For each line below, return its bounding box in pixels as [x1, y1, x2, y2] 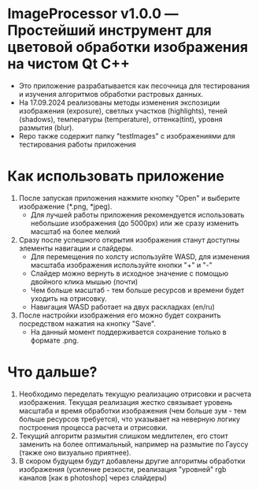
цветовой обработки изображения [7, 39, 249, 56]
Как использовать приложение [7, 167, 225, 185]
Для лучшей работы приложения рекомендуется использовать [30, 210, 245, 219]
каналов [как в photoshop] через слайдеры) [18, 473, 167, 482]
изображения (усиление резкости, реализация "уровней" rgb [18, 464, 227, 473]
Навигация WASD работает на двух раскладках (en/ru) [30, 302, 216, 311]
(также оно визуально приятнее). [18, 447, 131, 457]
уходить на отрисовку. [30, 293, 107, 303]
